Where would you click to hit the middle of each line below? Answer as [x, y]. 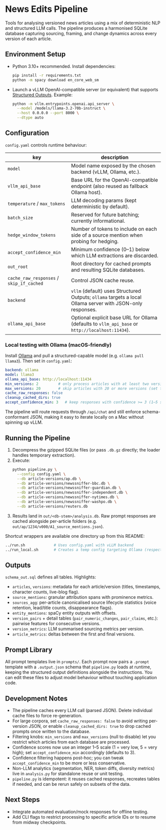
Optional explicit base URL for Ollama [114, 318]
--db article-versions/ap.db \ [49, 479]
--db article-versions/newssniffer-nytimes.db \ [68, 497]
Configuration [27, 133]
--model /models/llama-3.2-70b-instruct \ [61, 108]
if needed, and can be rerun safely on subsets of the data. [71, 784]
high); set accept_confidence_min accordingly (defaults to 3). [74, 752]
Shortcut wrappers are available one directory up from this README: [75, 536]
